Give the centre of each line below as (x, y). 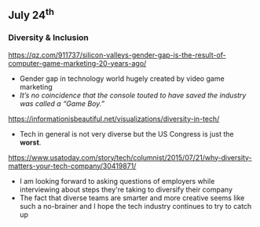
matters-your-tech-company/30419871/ (72, 166)
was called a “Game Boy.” (62, 103)
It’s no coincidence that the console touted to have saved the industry (133, 95)
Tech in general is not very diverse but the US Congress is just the (126, 134)
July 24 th (31, 14)
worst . (30, 142)
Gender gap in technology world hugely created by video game (122, 79)
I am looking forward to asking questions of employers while (117, 181)
